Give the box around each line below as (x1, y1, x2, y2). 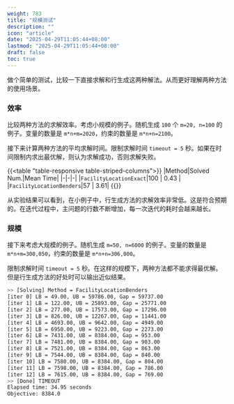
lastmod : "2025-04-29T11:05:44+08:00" (7, 42, 120, 49)
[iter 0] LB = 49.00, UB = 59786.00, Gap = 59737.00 (7, 293, 164, 300)
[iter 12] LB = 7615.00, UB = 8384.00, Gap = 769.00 (7, 371, 164, 378)
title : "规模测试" (7, 17, 57, 24)
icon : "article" (7, 29, 54, 37)
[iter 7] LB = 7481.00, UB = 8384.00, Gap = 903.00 (7, 339, 160, 345)
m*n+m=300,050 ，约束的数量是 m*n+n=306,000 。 (7, 249, 139, 258)
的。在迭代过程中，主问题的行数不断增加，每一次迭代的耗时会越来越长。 (7, 205, 214, 213)
